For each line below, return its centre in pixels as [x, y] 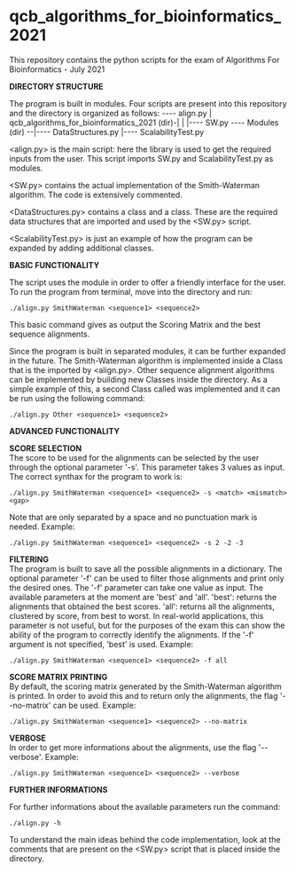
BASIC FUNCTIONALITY [55, 265]
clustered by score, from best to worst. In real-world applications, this [136, 615]
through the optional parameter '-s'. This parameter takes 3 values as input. [147, 467]
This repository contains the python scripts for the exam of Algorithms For [144, 59]
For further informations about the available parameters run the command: [145, 806]
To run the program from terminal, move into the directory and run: [131, 291]
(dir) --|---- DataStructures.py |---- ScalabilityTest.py [107, 131]
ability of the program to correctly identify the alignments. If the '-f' [132, 634]
